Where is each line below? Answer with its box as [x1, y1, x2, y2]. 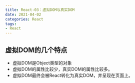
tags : [5, 21, 16, 26]
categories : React [5, 16, 43, 21]
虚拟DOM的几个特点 [5, 45, 67, 54]
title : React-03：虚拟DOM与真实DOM [5, 7, 75, 12]
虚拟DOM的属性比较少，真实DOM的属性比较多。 [12, 66, 112, 72]
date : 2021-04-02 [5, 12, 41, 17]
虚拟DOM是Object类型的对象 [12, 59, 72, 65]
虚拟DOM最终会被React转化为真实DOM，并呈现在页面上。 [12, 72, 133, 78]
